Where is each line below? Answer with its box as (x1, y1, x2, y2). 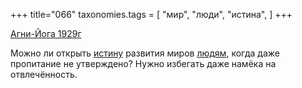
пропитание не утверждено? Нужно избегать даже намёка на (10, 58, 277, 69)
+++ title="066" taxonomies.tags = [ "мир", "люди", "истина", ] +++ (10, 9, 293, 20)
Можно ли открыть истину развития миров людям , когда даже (10, 47, 280, 59)
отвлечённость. (10, 69, 78, 80)
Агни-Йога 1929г (10, 28, 82, 39)
